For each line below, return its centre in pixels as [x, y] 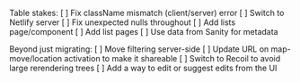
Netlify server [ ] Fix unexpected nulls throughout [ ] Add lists [123, 22]
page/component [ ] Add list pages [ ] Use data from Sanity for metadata [144, 32]
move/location [36, 58]
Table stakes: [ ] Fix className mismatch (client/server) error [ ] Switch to [147, 13]
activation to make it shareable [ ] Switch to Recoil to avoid [172, 58]
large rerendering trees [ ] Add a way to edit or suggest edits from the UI [143, 68]
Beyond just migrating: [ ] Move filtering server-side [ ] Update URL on [139, 49]
